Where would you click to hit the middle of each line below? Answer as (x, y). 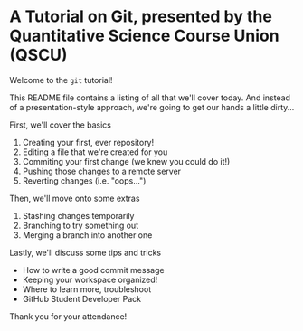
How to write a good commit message (93, 270)
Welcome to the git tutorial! (61, 80)
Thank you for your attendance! (68, 316)
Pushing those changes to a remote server (102, 171)
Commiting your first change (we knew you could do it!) (126, 161)
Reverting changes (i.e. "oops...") (84, 180)
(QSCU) (38, 55)
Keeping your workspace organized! (90, 279)
